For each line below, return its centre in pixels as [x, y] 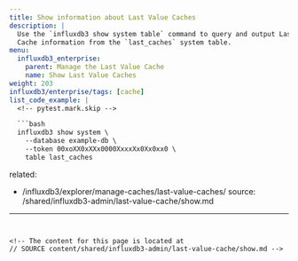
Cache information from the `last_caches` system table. [125, 42]
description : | [37, 26]
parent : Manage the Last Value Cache [95, 67]
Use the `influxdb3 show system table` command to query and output [146, 34]
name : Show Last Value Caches [81, 75]
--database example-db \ [71, 141]
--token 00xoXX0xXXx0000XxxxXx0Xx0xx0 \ [101, 149]
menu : [19, 51]
